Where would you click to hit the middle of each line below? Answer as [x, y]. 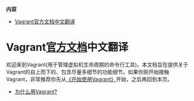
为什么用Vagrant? [36, 91]
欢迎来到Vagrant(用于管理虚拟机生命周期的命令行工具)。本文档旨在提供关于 [97, 64]
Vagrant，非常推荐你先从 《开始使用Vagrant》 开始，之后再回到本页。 [89, 79]
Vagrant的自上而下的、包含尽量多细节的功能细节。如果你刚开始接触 [88, 72]
